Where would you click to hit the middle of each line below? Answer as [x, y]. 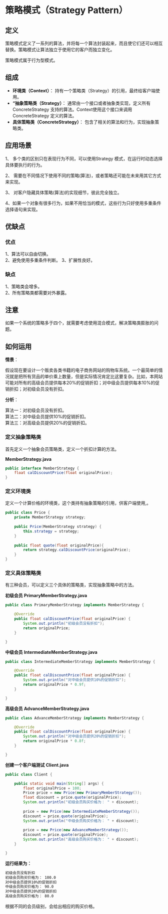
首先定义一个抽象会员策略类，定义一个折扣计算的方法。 [62, 449]
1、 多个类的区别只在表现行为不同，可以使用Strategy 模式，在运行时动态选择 [84, 158]
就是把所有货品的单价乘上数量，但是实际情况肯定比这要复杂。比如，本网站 [86, 377]
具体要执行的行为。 [25, 165]
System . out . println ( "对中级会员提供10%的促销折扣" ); [75, 680]
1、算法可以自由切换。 [28, 254]
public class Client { [29, 774]
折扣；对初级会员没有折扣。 [38, 389]
